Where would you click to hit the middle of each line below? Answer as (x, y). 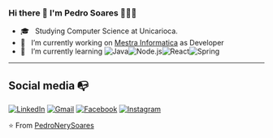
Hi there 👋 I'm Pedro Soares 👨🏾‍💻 (73, 13)
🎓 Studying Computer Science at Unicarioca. (99, 31)
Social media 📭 (49, 86)
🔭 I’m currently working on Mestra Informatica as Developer (122, 43)
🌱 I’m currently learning (61, 51)
